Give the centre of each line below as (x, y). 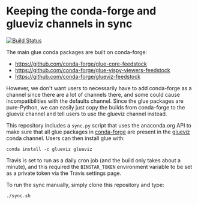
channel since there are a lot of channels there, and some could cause (93, 94)
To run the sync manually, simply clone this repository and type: (85, 185)
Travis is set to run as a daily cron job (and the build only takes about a (94, 160)
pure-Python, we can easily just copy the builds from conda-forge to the (96, 107)
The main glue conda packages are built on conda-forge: (77, 52)
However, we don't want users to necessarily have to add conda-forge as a (99, 88)
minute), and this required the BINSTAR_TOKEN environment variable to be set (99, 167)
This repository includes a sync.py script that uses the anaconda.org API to (99, 125)
